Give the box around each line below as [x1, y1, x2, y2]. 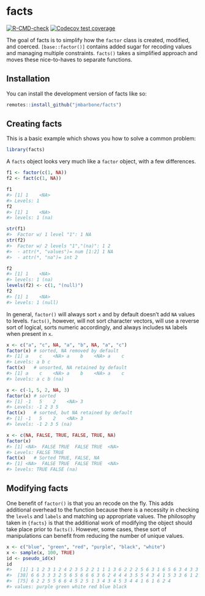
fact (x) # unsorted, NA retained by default [6, 365, 127, 371]
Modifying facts [6, 483, 69, 494]
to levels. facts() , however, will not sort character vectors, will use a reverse [6, 317, 199, 324]
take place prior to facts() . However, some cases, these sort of [6, 525, 167, 533]
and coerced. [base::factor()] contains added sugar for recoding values [6, 43, 192, 50]
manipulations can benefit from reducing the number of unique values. [6, 532, 185, 539]
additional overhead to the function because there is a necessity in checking [6, 506, 199, 513]
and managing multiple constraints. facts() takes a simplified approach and [6, 49, 198, 56]
